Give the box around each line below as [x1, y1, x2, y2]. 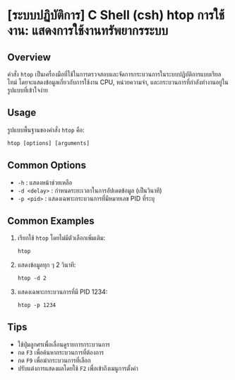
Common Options [7, 159, 87, 171]
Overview [7, 51, 52, 63]
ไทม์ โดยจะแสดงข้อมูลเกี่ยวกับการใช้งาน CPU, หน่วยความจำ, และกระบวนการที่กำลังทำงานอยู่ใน [7, 78, 229, 86]
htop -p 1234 [17, 301, 56, 309]
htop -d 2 [17, 275, 47, 282]
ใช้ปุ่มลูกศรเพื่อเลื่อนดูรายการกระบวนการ [17, 340, 111, 348]
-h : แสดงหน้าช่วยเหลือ [17, 178, 73, 187]
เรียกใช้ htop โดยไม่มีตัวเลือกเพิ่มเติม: [17, 234, 106, 242]
